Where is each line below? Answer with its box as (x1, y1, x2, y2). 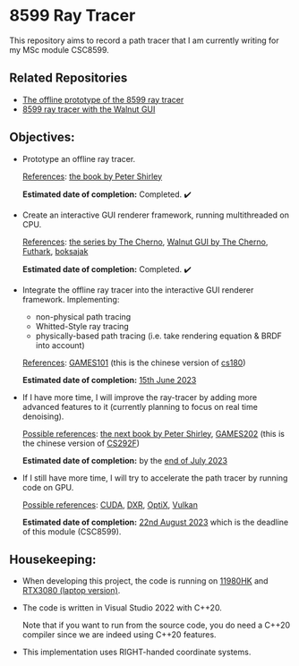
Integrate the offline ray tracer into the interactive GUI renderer (21, 284, 254, 295)
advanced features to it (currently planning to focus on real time (21, 401, 258, 412)
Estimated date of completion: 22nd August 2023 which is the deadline (21, 517, 289, 527)
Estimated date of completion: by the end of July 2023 (21, 455, 228, 465)
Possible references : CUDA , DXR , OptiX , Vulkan (21, 499, 199, 510)
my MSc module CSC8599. (9, 44, 109, 55)
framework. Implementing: (21, 294, 120, 304)
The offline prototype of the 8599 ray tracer (21, 94, 184, 105)
